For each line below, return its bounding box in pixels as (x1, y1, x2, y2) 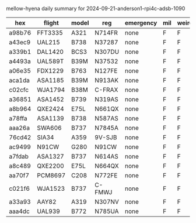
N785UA (94, 207, 119, 215)
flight (43, 19, 60, 27)
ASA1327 (37, 152, 64, 160)
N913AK (94, 76, 119, 84)
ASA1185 (37, 76, 64, 84)
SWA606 (37, 124, 62, 132)
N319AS (94, 95, 118, 103)
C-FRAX (94, 86, 118, 94)
